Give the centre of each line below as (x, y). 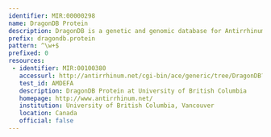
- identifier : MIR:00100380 (59, 68)
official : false (46, 121)
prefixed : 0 (28, 53)
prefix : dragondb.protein (52, 38)
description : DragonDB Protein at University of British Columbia (133, 91)
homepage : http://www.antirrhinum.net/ (86, 98)
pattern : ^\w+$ (34, 46)
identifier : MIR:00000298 (52, 16)
